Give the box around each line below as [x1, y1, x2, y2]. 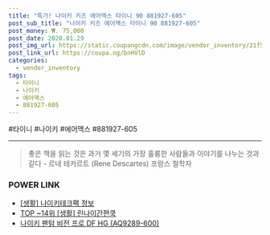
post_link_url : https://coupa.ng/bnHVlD [8, 49, 146, 57]
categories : [8, 57, 48, 65]
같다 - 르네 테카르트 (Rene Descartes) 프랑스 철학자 [27, 159, 192, 168]
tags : [8, 71, 27, 79]
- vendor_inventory [15, 64, 81, 72]
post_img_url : [8, 42, 56, 50]
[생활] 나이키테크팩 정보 [19, 198, 95, 209]
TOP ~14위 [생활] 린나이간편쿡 [19, 209, 117, 218]
